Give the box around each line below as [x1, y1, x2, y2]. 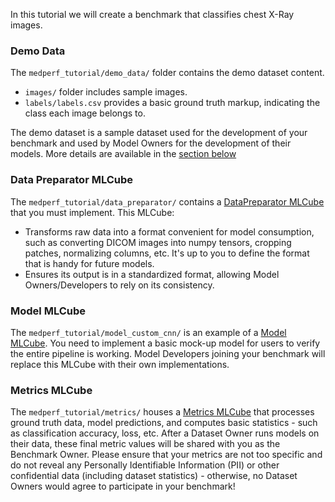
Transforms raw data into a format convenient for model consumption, [24, 225, 315, 238]
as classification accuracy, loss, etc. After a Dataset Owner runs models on [10, 427, 320, 439]
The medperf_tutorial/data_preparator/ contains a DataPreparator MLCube [10, 195, 325, 208]
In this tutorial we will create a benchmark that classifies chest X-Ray [10, 9, 295, 20]
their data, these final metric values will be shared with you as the [10, 438, 281, 450]
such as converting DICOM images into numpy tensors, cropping [24, 236, 292, 248]
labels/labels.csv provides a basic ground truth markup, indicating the [24, 97, 321, 109]
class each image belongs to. [24, 107, 146, 119]
